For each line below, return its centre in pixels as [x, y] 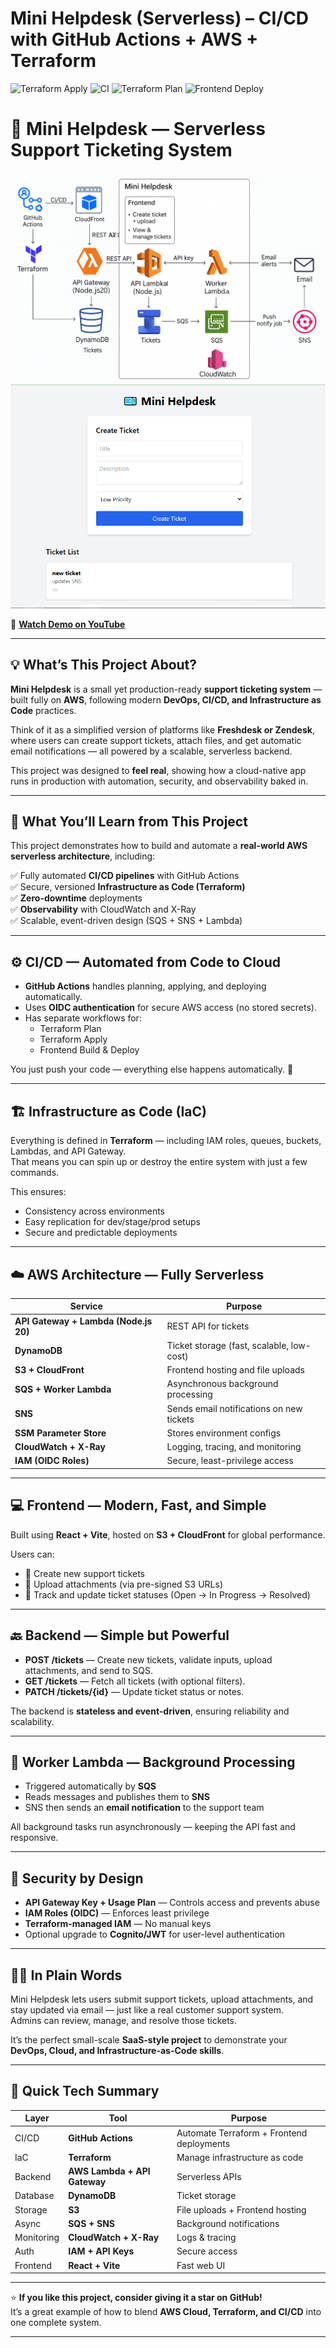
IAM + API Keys [101, 2251]
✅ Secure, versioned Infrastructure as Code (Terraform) [128, 887]
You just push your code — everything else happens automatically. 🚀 [152, 1069]
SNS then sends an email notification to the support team [144, 1808]
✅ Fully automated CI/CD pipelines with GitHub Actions [125, 876]
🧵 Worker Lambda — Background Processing [153, 1762]
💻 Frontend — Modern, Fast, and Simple [138, 1505]
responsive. [34, 1838]
